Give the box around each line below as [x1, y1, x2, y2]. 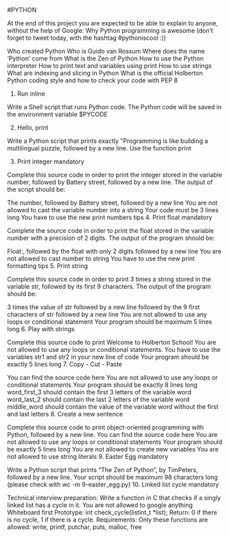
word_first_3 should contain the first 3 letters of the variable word [7, 388, 192, 396]
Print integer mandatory [16, 157, 84, 166]
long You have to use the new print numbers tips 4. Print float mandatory [7, 213, 213, 221]
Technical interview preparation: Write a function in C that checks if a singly [7, 494, 221, 502]
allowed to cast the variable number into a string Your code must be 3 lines [7, 206, 219, 214]
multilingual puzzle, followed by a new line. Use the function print [7, 144, 192, 152]
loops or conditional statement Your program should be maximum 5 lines [7, 317, 213, 326]
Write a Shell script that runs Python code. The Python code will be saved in [7, 103, 222, 111]
